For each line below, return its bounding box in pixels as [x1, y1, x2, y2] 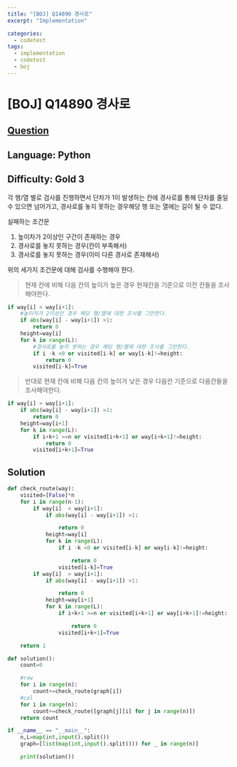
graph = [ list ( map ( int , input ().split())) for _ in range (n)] [20, 741, 199, 748]
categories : [7, 30, 43, 37]
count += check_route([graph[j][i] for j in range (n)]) [33, 707, 196, 715]
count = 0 [20, 662, 43, 669]
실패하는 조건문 [7, 217, 50, 225]
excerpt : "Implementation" [7, 17, 88, 24]
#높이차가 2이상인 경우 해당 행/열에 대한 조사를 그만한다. [20, 310, 167, 317]
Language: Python [7, 149, 91, 161]
